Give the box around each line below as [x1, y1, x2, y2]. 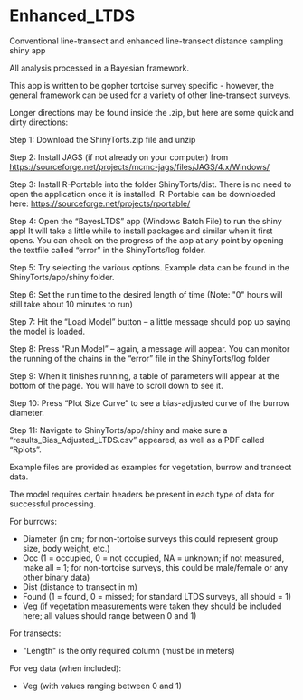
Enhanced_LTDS [9, 5, 136, 26]
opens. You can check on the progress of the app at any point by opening [9, 234, 284, 245]
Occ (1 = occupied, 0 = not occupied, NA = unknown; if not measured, [22, 553, 285, 563]
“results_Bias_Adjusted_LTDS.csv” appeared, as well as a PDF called [9, 434, 265, 445]
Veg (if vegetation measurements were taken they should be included [22, 601, 282, 611]
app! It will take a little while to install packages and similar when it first [9, 225, 273, 236]
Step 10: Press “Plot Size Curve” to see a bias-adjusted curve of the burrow [9, 397, 290, 408]
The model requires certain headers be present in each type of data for [9, 488, 275, 499]
